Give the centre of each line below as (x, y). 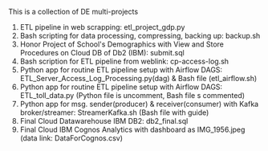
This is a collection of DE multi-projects (73, 12)
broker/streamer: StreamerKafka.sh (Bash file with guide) (114, 112)
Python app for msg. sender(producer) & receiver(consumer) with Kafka (139, 104)
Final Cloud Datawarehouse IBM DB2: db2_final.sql (104, 121)
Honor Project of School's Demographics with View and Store (122, 44)
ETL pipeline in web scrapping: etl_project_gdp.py (102, 27)
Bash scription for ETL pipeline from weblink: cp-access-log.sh (124, 61)
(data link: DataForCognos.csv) (71, 138)
